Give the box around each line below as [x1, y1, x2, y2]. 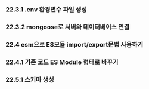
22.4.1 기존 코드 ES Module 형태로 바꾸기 [5, 58, 119, 66]
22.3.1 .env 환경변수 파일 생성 [5, 5, 87, 13]
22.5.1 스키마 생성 [5, 75, 54, 84]
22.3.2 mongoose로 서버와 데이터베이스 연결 [5, 23, 130, 31]
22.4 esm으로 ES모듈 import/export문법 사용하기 [5, 40, 144, 48]
